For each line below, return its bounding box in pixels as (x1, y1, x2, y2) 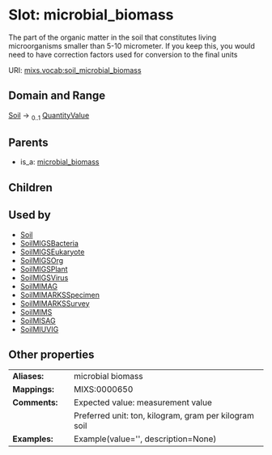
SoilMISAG (19, 316, 56, 325)
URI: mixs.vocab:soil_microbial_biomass (8, 65, 142, 74)
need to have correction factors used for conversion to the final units (8, 49, 238, 59)
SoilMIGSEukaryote (19, 247, 85, 257)
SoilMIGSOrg (19, 255, 64, 265)
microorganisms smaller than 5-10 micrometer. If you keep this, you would (8, 40, 255, 50)
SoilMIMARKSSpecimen (19, 290, 100, 300)
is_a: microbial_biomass (19, 157, 100, 167)
